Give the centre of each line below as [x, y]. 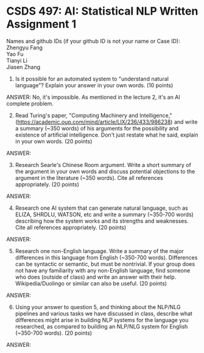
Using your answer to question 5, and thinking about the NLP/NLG [98, 307]
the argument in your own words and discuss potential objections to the [105, 171]
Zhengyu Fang [24, 48]
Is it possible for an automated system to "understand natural [92, 79]
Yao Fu [15, 54]
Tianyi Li [17, 60]
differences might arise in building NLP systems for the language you [102, 320]
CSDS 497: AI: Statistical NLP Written [102, 11]
